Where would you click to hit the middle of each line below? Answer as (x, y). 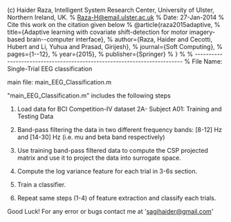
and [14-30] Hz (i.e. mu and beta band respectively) (91, 137)
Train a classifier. (41, 185)
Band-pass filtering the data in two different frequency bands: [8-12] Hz (120, 130)
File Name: (207, 61)
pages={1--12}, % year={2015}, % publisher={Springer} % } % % (100, 54)
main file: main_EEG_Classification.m (59, 82)
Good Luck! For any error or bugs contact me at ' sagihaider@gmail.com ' (110, 211)
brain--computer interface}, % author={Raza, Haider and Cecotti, (120, 39)
